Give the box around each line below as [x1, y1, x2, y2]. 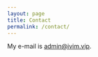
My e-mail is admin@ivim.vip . [7, 42, 92, 51]
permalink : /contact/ [7, 23, 70, 30]
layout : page [7, 10, 45, 17]
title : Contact [7, 17, 51, 24]
